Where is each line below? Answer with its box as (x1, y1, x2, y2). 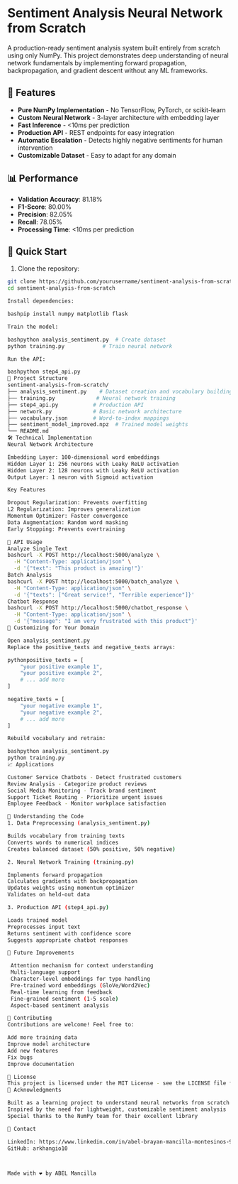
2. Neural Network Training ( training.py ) (7, 858, 135, 866)
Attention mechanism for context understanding (10, 962, 154, 970)
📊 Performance (7, 173, 79, 185)
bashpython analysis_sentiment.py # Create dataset (7, 336, 166, 343)
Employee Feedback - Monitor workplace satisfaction (7, 800, 166, 808)
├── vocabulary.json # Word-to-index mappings (7, 414, 170, 422)
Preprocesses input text (7, 923, 81, 930)
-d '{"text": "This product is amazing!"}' (13, 565, 144, 572)
